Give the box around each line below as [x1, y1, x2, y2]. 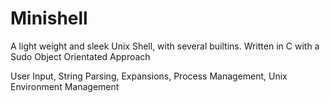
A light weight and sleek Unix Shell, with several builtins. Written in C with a [10, 40, 320, 52]
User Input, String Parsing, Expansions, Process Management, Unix [10, 70, 288, 82]
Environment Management [10, 80, 120, 92]
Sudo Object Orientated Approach [10, 50, 151, 62]
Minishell [10, 7, 88, 30]
